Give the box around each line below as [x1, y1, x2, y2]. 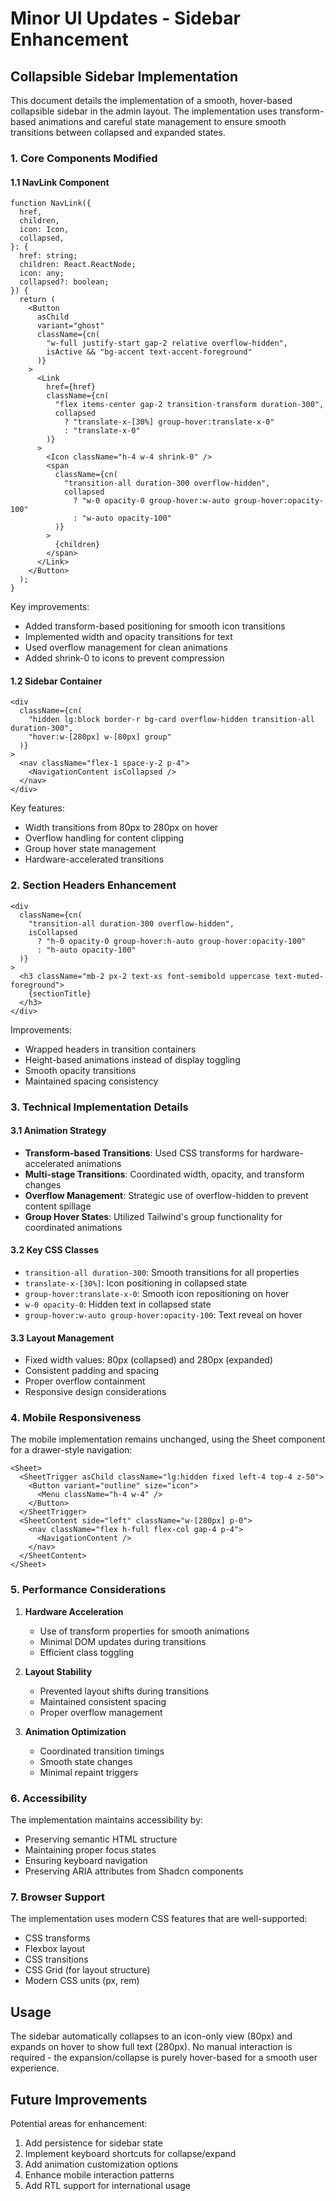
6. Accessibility [10, 1791, 88, 1805]
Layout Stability [24, 1665, 93, 1677]
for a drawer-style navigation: [10, 1444, 133, 1456]
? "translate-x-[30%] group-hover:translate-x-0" [63, 417, 275, 427]
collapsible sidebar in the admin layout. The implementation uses [10, 105, 278, 117]
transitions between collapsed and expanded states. [10, 127, 226, 138]
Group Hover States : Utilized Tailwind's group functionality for [24, 1210, 283, 1222]
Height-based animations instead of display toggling [24, 1053, 241, 1066]
